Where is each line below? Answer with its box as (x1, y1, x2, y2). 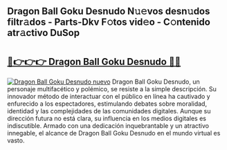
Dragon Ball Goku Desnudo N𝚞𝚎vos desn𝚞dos (7, 6, 210, 17)
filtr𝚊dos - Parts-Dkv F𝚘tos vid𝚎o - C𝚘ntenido (7, 17, 211, 28)
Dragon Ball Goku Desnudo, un (111, 77, 200, 86)
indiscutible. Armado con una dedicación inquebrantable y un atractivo (7, 122, 210, 130)
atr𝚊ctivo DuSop (7, 27, 80, 39)
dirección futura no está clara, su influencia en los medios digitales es (7, 114, 206, 122)
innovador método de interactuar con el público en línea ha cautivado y (7, 93, 210, 100)
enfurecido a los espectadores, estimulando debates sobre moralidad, (7, 100, 208, 108)
